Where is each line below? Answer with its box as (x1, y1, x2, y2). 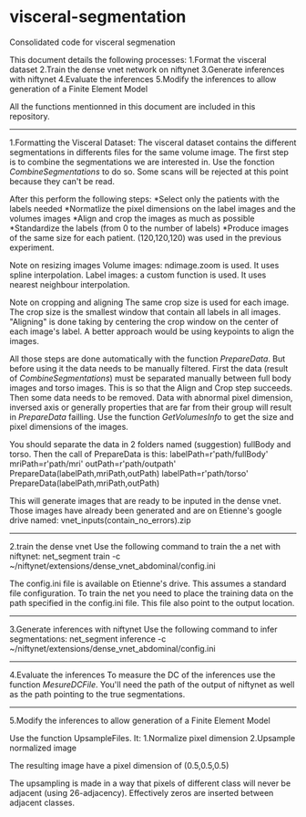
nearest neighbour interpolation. (9, 278, 130, 289)
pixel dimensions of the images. (9, 421, 129, 432)
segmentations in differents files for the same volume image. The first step (9, 146, 290, 157)
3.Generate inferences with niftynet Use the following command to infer (9, 623, 278, 634)
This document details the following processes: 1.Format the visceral (9, 54, 267, 65)
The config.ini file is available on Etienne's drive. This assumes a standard (9, 578, 287, 589)
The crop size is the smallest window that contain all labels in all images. (9, 306, 281, 317)
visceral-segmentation (9, 6, 187, 27)
